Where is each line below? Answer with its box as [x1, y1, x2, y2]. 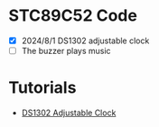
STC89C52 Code [8, 5, 137, 26]
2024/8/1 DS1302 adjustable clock [21, 35, 150, 46]
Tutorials [8, 77, 77, 98]
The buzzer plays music [21, 46, 111, 56]
